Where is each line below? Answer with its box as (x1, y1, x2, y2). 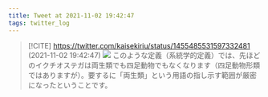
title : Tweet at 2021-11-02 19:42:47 (8, 11, 135, 20)
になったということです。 (27, 80, 112, 90)
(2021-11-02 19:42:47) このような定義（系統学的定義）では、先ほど (27, 50, 261, 60)
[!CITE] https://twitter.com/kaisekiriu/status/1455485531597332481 (27, 41, 250, 50)
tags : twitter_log (8, 19, 70, 27)
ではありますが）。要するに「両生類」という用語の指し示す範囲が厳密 (27, 70, 257, 80)
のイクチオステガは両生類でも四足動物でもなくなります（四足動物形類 (27, 60, 261, 70)
